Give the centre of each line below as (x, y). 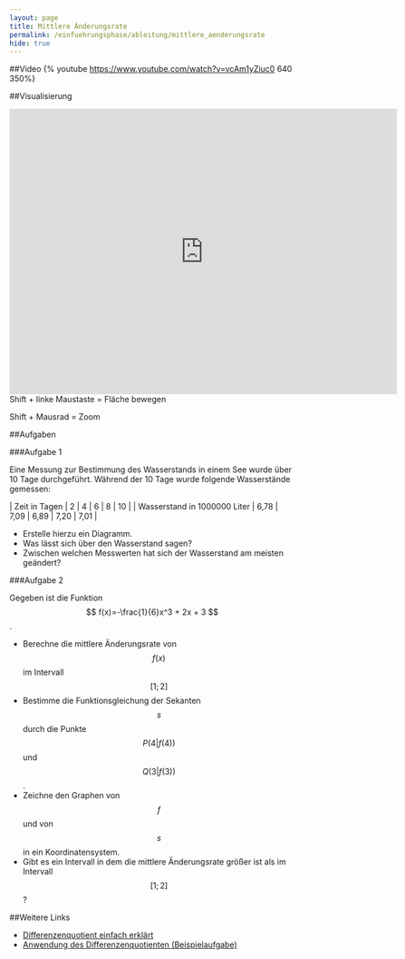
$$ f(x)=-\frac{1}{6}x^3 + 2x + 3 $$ (152, 612)
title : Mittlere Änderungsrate (68, 26)
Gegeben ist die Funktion (56, 598)
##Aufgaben (33, 435)
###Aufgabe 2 (36, 580)
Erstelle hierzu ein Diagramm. (77, 534)
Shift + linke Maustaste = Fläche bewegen (88, 400)
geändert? (42, 563)
